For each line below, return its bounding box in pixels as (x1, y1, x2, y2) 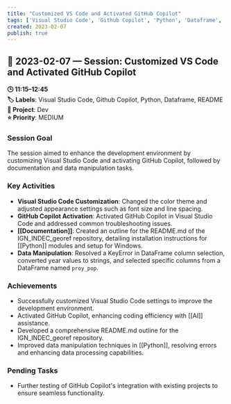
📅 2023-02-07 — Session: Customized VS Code (7, 55, 219, 67)
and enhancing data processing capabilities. (17, 348, 144, 357)
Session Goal (7, 133, 53, 143)
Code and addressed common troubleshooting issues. (17, 219, 173, 227)
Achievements (7, 281, 58, 291)
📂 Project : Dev (7, 106, 49, 114)
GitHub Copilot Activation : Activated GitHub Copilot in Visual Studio (17, 211, 213, 220)
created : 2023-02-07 (7, 23, 67, 30)
